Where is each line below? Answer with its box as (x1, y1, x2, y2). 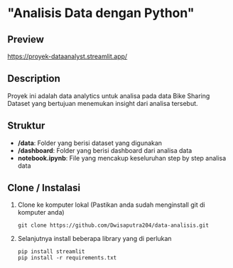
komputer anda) (17, 208, 65, 217)
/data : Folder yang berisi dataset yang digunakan (17, 139, 162, 147)
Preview (7, 33, 45, 45)
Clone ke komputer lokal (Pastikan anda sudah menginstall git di (17, 200, 205, 209)
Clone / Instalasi (7, 182, 80, 194)
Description (7, 73, 60, 85)
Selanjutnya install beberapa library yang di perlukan (17, 235, 172, 243)
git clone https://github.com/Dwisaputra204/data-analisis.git (17, 222, 210, 229)
